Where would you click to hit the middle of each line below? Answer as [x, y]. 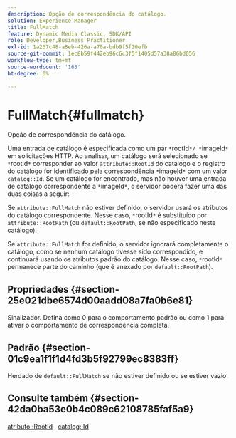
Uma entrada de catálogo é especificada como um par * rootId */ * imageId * [118, 148]
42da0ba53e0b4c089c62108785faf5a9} [101, 409]
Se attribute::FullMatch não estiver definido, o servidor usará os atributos [118, 208]
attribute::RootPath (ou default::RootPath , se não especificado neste [112, 223]
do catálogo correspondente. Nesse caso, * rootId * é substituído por [107, 215]
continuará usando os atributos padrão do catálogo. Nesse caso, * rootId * [115, 259]
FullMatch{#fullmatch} [76, 115]
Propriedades [38, 289]
